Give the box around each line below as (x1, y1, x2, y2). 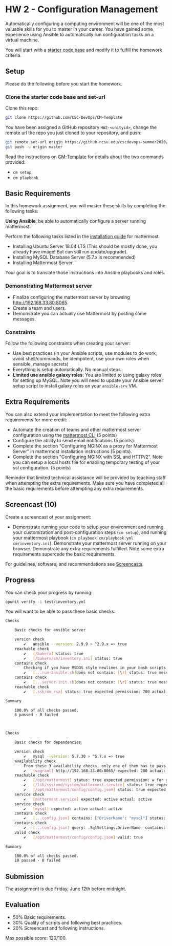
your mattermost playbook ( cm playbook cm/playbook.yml (12, 534, 134, 541)
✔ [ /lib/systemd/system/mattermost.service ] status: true (24, 782, 155, 788)
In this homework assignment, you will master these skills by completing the (5, 203, 166, 209)
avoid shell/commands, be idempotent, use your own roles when (12, 356, 149, 362)
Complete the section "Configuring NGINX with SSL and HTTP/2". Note (12, 454, 163, 460)
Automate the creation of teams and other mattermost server (12, 426, 142, 433)
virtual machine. (5, 37, 39, 43)
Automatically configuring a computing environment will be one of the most (5, 20, 164, 27)
